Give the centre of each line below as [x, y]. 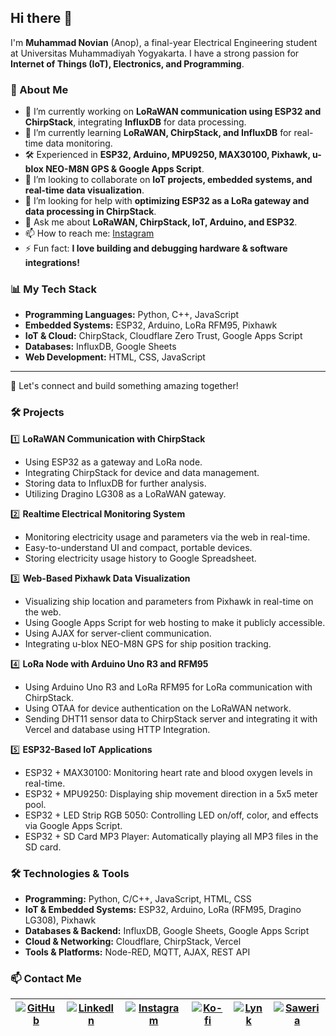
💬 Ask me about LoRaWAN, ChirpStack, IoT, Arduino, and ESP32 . [161, 222]
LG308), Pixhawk [60, 920]
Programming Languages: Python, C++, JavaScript [132, 315]
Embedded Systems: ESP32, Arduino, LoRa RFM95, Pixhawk [151, 325]
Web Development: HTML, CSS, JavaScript [115, 357]
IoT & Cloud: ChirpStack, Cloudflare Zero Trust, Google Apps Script [163, 336]
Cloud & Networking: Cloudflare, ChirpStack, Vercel [133, 941]
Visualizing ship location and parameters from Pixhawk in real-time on [169, 601]
